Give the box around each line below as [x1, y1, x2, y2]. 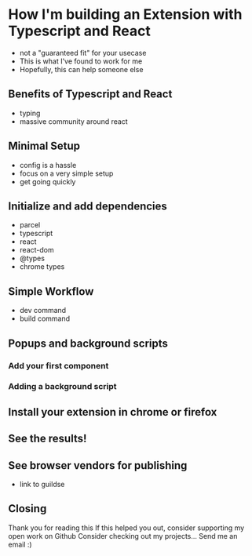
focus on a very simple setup [19, 169, 114, 178]
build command [19, 314, 71, 323]
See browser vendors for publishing [8, 459, 188, 472]
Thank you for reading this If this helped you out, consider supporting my [8, 523, 245, 532]
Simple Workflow [8, 285, 94, 298]
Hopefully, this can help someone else [19, 64, 144, 74]
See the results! [8, 432, 87, 445]
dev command [19, 306, 67, 315]
